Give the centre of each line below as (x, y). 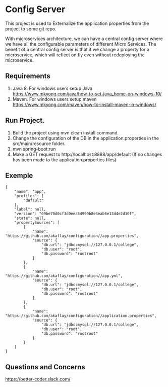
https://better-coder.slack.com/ (38, 379)
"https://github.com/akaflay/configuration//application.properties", (81, 316)
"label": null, (30, 209)
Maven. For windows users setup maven (54, 99)
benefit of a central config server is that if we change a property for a (77, 49)
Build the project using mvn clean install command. (66, 132)
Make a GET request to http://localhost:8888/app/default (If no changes (87, 154)
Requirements (28, 76)
